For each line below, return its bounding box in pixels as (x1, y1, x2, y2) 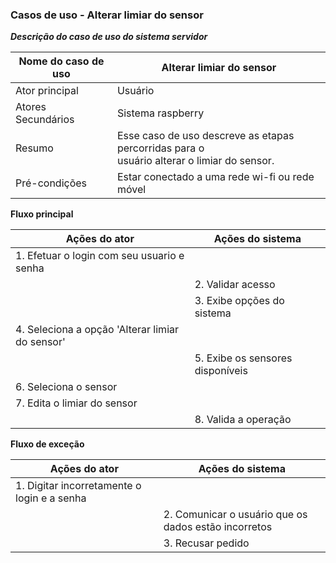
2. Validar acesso (194, 278, 276, 292)
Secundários (15, 113, 75, 127)
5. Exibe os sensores (194, 351, 293, 365)
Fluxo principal (10, 208, 74, 220)
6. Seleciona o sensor (15, 380, 118, 394)
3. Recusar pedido (163, 536, 250, 550)
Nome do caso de (18, 54, 105, 68)
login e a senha (15, 491, 87, 505)
